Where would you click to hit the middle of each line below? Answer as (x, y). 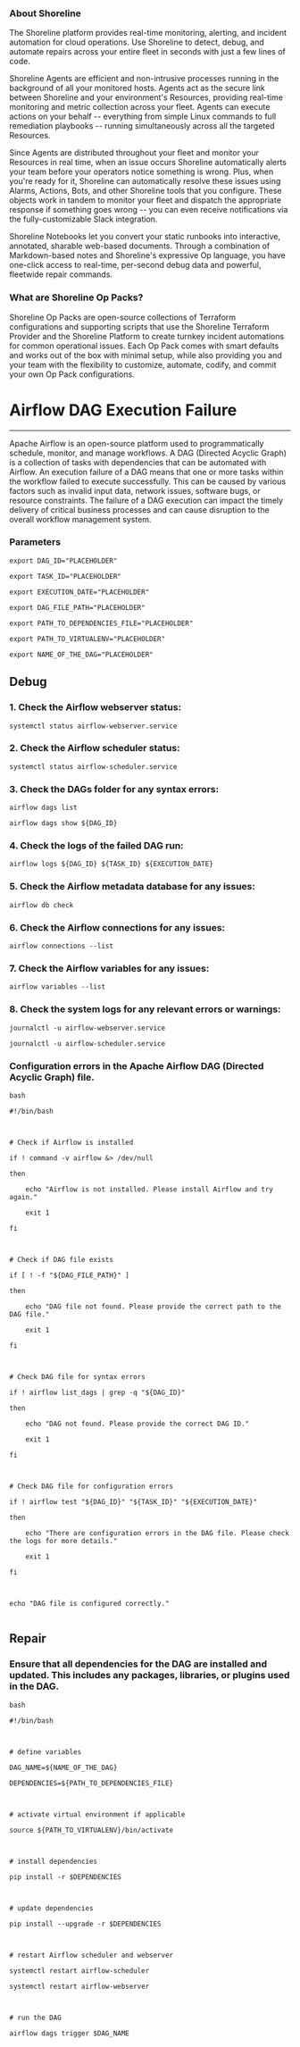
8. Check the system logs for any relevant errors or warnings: (145, 1009)
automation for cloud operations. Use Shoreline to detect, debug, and (137, 42)
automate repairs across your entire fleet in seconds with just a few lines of (147, 52)
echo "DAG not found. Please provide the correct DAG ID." (137, 1424)
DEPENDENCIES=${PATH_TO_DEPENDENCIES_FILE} (92, 1783)
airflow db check (42, 905)
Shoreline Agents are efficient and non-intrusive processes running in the (144, 79)
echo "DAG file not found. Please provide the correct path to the (153, 1307)
